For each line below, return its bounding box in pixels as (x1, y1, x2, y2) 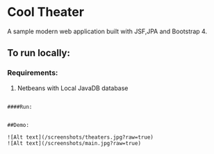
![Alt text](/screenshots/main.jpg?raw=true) (7, 139, 141, 146)
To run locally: (7, 47, 71, 59)
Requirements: (7, 68, 58, 78)
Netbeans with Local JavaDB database (17, 84, 129, 92)
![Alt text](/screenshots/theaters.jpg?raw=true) (7, 133, 154, 141)
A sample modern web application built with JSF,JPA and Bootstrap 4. (7, 27, 207, 35)
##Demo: (7, 121, 30, 128)
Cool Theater (7, 4, 85, 20)
